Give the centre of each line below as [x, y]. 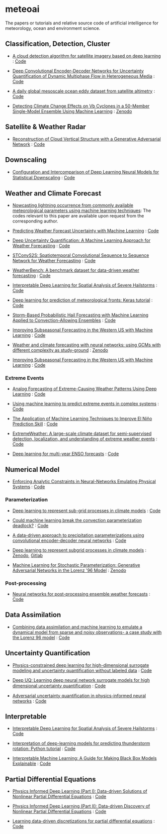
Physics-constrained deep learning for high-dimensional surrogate [81, 665]
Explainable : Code [32, 764]
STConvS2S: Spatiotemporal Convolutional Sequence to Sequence [81, 255]
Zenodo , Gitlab [28, 555]
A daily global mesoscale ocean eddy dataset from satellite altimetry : [83, 91]
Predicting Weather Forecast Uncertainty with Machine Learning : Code [85, 231]
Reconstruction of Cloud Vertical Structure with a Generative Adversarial [86, 139]
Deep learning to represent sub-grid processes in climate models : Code [86, 511]
